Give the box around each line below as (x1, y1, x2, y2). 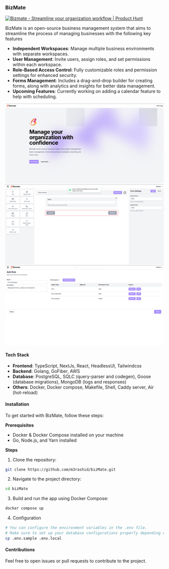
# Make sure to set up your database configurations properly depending (5, 531, 161, 536)
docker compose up (5, 506, 44, 511)
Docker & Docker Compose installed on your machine (12, 432, 124, 438)
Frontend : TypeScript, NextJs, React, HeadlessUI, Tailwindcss (12, 363, 142, 369)
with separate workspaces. (12, 51, 69, 57)
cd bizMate (5, 487, 28, 492)
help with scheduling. (12, 93, 57, 100)
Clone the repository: (12, 456, 57, 462)
